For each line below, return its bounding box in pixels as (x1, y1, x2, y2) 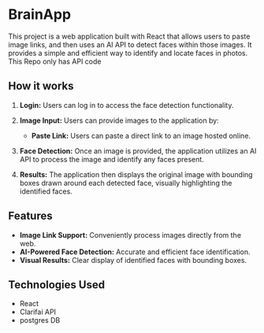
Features (8, 209, 53, 223)
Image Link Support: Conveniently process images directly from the (19, 230, 242, 239)
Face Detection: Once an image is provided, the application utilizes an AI (19, 146, 257, 155)
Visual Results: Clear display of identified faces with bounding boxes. (19, 255, 247, 265)
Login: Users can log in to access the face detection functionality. (19, 100, 234, 109)
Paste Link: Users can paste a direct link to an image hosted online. (31, 131, 251, 140)
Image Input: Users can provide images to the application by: (19, 116, 219, 125)
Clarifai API (19, 307, 57, 316)
